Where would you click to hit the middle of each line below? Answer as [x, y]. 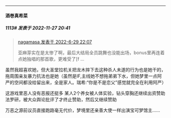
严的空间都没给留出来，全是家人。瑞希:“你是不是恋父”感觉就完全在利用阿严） [86, 82]
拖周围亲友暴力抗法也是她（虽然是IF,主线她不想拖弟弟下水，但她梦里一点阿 [83, 76]
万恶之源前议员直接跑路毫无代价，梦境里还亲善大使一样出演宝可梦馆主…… [83, 110]
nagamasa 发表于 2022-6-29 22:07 [55, 42]
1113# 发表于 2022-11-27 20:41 [38, 28]
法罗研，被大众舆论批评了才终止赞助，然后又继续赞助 [61, 99]
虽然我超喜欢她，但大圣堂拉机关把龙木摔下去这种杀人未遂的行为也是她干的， [85, 69]
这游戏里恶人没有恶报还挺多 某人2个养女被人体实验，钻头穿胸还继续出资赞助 [85, 93]
